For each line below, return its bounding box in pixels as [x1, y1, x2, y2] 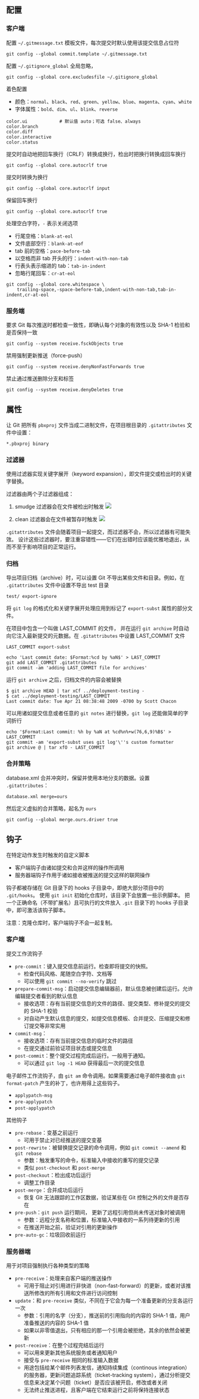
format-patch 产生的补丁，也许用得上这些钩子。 [6, 1079, 123, 1086]
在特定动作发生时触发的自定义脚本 [6, 851, 90, 858]
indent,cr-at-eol [6, 292, 49, 298]
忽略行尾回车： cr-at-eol [14, 269, 76, 276]
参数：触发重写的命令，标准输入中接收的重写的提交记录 [23, 1157, 159, 1164]
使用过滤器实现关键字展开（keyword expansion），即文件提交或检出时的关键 [6, 471, 192, 478]
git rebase [14, 1151, 42, 1157]
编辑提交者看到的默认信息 [14, 992, 78, 999]
